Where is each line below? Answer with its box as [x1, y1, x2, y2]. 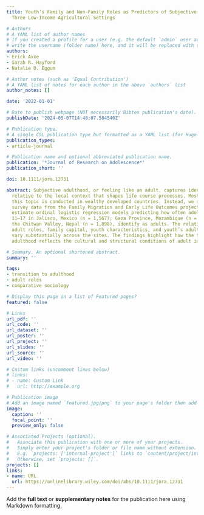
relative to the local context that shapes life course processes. [12, 193, 186, 199]
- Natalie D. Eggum [6, 65, 56, 71]
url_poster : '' [6, 333, 45, 339]
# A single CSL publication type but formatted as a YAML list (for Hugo [6, 131, 197, 137]
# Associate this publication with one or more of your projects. [6, 439, 183, 446]
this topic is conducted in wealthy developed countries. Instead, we [12, 198, 194, 204]
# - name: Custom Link [6, 378, 64, 384]
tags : [6, 266, 20, 272]
